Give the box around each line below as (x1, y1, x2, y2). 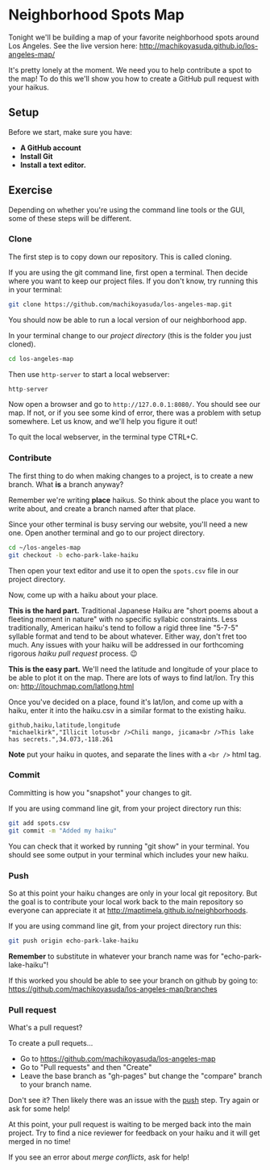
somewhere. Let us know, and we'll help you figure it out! (8, 417, 197, 426)
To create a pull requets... (8, 1038, 93, 1048)
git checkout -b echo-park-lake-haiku (8, 551, 139, 559)
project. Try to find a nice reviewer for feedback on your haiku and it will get (8, 1128, 260, 1138)
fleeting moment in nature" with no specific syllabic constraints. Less (8, 614, 238, 623)
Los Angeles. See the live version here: (8, 40, 138, 50)
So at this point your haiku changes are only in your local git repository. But (8, 888, 258, 898)
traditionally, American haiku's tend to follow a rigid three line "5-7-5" (8, 623, 239, 632)
